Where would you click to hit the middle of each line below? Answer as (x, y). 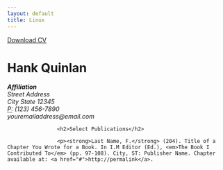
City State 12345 (31, 102)
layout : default (31, 14)
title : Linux (26, 20)
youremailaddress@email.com (51, 117)
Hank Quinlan (47, 68)
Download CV (27, 40)
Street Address (28, 94)
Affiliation (22, 87)
